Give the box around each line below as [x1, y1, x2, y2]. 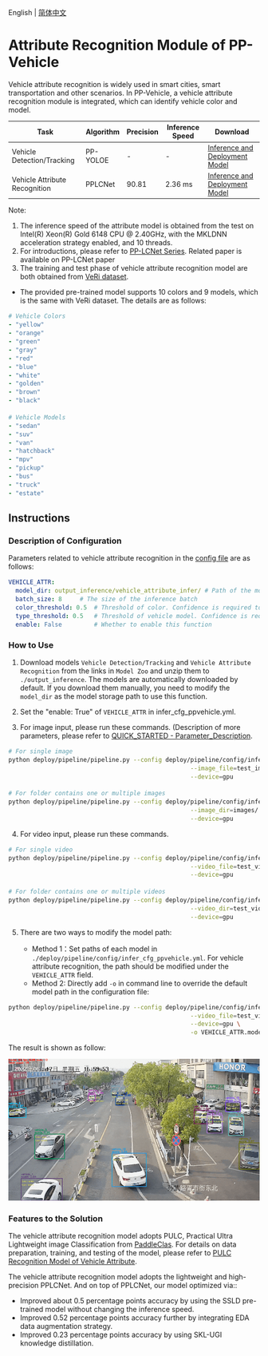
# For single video [8, 846, 73, 854]
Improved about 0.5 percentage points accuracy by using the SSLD [19, 1295, 241, 1305]
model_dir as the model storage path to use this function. [19, 691, 207, 701]
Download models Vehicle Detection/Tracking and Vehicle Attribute [19, 657, 251, 667]
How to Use [8, 639, 54, 650]
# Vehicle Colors [8, 312, 66, 320]
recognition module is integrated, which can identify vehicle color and [8, 96, 238, 106]
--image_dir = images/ [190, 807, 259, 815]
